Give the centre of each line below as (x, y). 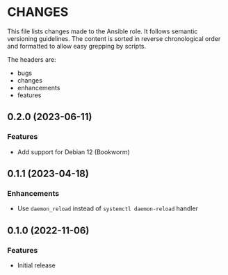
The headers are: (32, 59)
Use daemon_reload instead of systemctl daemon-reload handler (107, 208)
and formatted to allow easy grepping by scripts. (77, 46)
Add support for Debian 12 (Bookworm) (73, 152)
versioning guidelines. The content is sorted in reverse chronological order (114, 38)
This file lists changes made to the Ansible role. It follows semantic (103, 31)
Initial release (36, 265)
